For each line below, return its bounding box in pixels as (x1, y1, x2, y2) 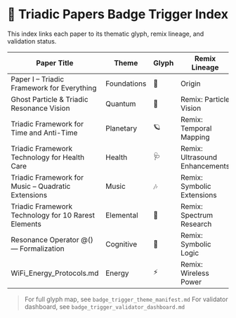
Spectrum (180, 210, 213, 220)
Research (180, 219, 212, 229)
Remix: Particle (180, 94, 230, 104)
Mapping (180, 132, 210, 142)
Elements (11, 219, 42, 229)
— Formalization (11, 244, 65, 253)
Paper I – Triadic (11, 74, 65, 84)
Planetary (105, 123, 138, 133)
